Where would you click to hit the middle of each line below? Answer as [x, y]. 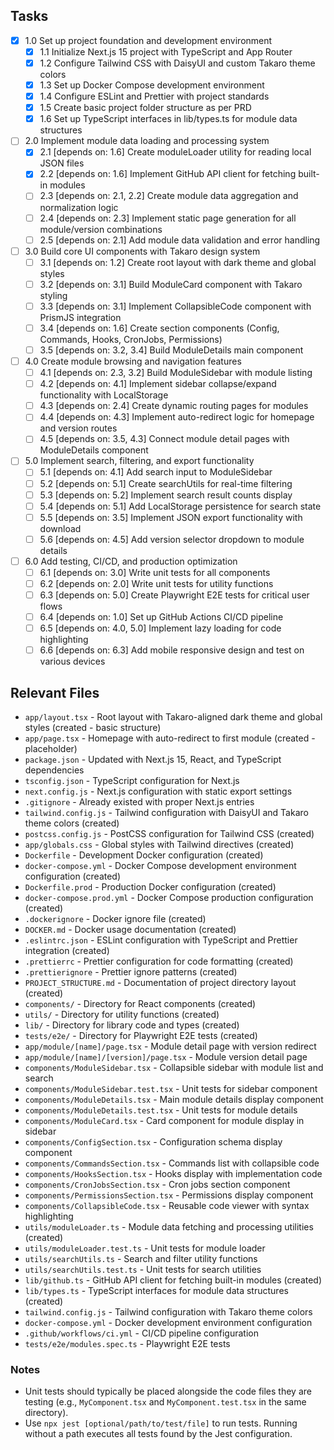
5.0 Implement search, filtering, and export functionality [139, 461]
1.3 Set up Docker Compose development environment [152, 85]
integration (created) [67, 951]
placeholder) [51, 749]
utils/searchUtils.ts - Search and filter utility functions [141, 1259]
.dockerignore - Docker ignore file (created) [115, 919]
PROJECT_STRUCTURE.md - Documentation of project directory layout [160, 983]
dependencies [54, 770]
